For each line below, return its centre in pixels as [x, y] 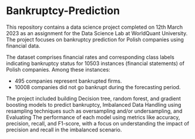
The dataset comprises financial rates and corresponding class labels [90, 57]
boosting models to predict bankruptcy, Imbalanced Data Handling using [94, 104]
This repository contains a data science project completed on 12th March [95, 27]
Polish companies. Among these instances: [58, 69]
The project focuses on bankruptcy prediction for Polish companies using [95, 39]
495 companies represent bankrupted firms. [68, 81]
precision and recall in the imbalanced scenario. [64, 130]
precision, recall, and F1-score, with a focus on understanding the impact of [98, 123]
